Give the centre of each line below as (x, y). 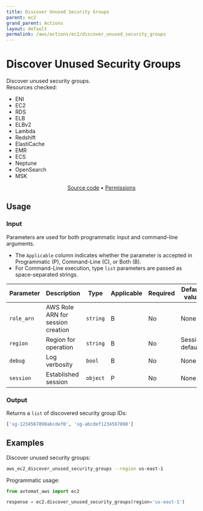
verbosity (59, 364)
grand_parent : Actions (35, 23)
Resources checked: (32, 88)
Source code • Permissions (101, 188)
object (95, 378)
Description (63, 293)
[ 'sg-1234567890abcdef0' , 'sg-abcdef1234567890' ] (70, 424)
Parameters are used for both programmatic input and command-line (92, 237)
